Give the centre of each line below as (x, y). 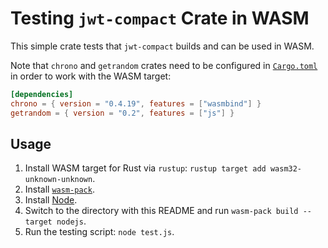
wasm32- (286, 169)
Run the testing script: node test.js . (99, 232)
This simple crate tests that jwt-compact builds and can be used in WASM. (162, 46)
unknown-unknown (58, 180)
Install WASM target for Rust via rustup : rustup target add (145, 168)
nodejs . (71, 221)
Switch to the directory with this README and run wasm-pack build (161, 211)
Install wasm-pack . (59, 189)
